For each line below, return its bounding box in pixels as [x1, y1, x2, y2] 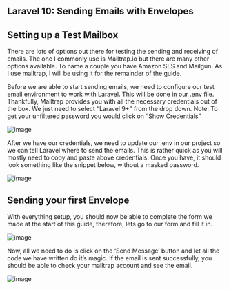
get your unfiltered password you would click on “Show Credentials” [7, 112, 201, 120]
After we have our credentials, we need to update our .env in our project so [7, 139, 221, 147]
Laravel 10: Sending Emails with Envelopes [7, 6, 195, 17]
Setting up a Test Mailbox [7, 29, 119, 41]
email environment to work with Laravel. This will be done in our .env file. [7, 90, 215, 99]
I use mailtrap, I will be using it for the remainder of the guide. [7, 69, 182, 78]
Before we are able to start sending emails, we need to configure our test [7, 83, 215, 91]
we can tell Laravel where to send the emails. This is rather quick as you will [7, 146, 223, 155]
